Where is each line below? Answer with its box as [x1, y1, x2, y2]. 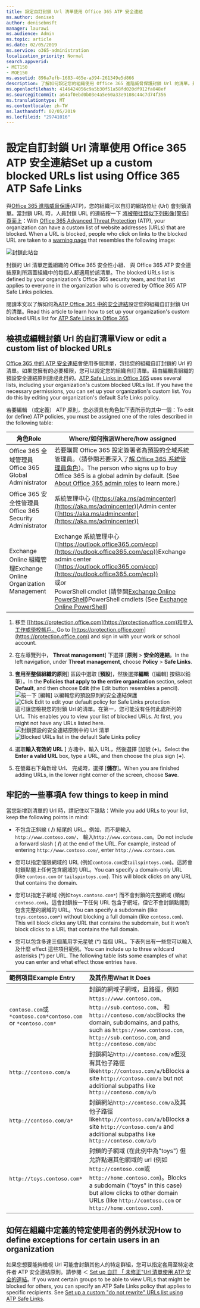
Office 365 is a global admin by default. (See [54, 472, 180, 480]
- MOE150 [6, 70, 28, 76]
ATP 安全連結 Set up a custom [6, 156, 153, 170]
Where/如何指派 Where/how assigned [68, 435, 177, 442]
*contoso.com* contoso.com [9, 1013, 83, 1020]
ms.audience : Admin [6, 31, 55, 37]
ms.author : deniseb [6, 14, 55, 20]
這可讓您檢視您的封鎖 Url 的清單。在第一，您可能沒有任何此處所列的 [14, 705, 182, 712]
